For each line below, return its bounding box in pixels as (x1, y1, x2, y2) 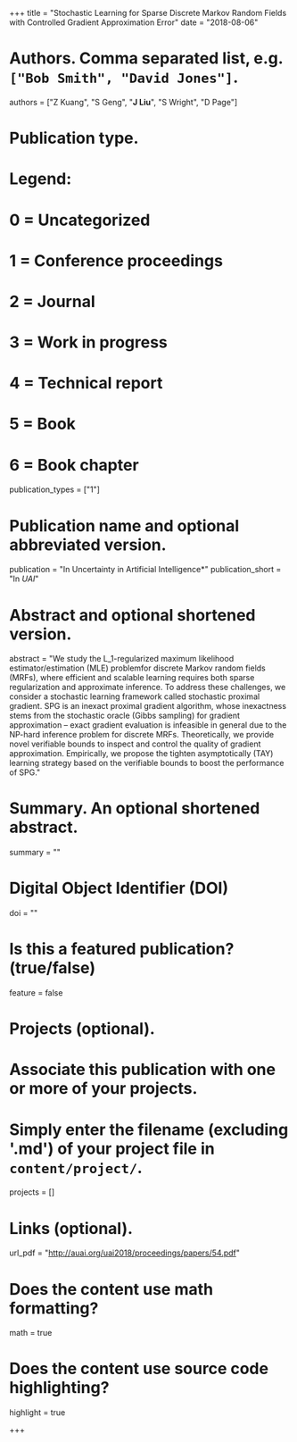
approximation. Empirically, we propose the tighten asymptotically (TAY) (9, 748, 274, 759)
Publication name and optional (9, 515, 240, 536)
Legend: (9, 169, 72, 189)
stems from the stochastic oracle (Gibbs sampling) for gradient (9, 710, 241, 721)
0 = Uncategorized (9, 210, 151, 230)
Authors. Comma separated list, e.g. (9, 48, 284, 69)
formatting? (9, 1298, 99, 1318)
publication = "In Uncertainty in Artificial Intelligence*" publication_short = (9, 564, 282, 575)
